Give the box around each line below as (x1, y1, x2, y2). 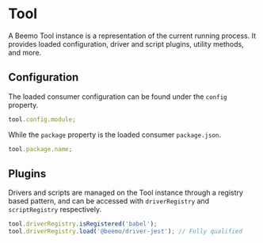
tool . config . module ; (8, 116, 77, 123)
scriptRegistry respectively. (8, 205, 101, 215)
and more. (8, 47, 42, 57)
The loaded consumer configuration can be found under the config (8, 92, 227, 101)
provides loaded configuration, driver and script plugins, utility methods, (8, 39, 244, 48)
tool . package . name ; (8, 145, 73, 153)
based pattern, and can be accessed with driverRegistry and (8, 196, 210, 206)
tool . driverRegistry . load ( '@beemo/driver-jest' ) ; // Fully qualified (8, 227, 243, 236)
